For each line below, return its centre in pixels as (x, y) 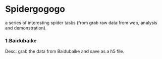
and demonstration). (26, 28)
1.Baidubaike (21, 40)
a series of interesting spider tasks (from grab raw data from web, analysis (81, 23)
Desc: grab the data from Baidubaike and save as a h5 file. (65, 51)
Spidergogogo (35, 9)
